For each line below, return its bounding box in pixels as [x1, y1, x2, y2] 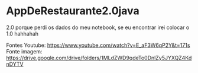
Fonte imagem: [6, 47, 43, 55]
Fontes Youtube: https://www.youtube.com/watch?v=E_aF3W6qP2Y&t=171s [6, 42, 190, 49]
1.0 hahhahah [6, 30, 39, 37]
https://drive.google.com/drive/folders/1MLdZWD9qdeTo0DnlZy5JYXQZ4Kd [6, 54, 192, 61]
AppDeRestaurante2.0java [6, 4, 140, 18]
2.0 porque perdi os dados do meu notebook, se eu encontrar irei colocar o [6, 24, 190, 31]
